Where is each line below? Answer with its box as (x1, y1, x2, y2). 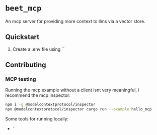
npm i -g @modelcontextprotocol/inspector (5, 102, 96, 107)
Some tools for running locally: (5, 116, 69, 122)
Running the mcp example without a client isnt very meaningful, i (5, 87, 139, 93)
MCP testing (5, 76, 36, 83)
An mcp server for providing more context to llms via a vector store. (5, 18, 146, 24)
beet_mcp (5, 4, 42, 13)
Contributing (5, 61, 46, 69)
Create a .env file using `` (12, 46, 65, 52)
